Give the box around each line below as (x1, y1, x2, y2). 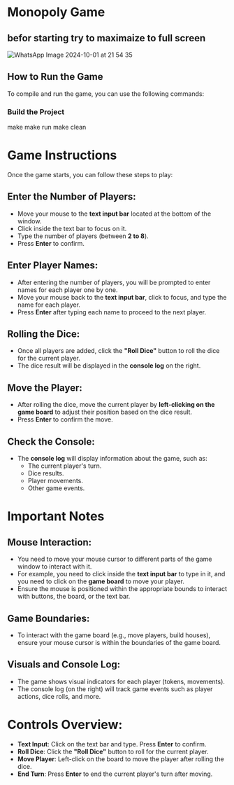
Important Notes (7, 508, 105, 525)
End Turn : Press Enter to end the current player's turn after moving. (17, 770, 213, 778)
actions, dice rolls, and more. (17, 692, 101, 700)
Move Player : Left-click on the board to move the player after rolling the (17, 754, 225, 763)
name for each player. (17, 300, 80, 309)
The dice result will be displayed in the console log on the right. (17, 361, 201, 370)
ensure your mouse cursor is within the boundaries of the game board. (17, 638, 221, 646)
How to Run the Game (7, 71, 103, 83)
